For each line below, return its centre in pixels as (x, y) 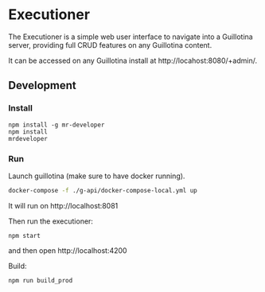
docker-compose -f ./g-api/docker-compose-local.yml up (103, 190)
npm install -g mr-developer (57, 125)
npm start (25, 236)
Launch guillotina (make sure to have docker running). (97, 176)
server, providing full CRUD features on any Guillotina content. (110, 45)
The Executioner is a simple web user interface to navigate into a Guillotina (131, 37)
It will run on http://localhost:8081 (63, 205)
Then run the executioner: (51, 221)
